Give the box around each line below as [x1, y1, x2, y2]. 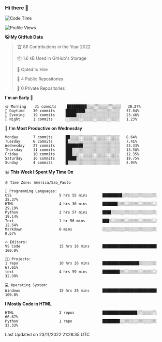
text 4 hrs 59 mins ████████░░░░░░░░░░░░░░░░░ [5, 269, 157, 275]
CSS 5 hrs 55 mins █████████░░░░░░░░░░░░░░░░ [5, 193, 157, 198]
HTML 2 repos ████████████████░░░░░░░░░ [5, 310, 157, 315]
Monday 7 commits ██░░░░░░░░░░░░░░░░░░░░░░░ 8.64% [5, 135, 137, 140]
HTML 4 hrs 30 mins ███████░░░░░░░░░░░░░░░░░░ [5, 201, 157, 207]
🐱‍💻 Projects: [5, 257, 31, 261]
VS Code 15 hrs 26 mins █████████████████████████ [5, 244, 157, 249]
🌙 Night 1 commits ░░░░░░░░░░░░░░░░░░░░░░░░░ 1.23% [5, 117, 137, 122]
